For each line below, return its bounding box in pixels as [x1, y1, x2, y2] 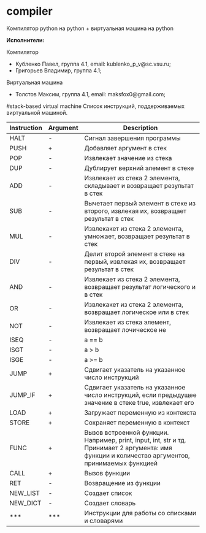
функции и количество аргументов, [84, 451, 190, 459]
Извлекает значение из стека [84, 153, 172, 162]
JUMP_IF [9, 391, 36, 399]
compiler [6, 4, 53, 18]
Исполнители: [6, 36, 45, 44]
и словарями [84, 516, 123, 525]
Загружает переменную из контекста [84, 408, 197, 416]
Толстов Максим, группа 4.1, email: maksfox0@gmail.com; [15, 90, 166, 98]
